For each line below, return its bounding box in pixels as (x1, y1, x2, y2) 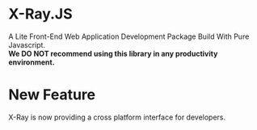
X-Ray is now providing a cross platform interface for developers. (8, 112, 226, 122)
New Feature (8, 86, 95, 104)
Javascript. (8, 40, 46, 49)
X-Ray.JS (8, 5, 73, 23)
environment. (8, 57, 55, 67)
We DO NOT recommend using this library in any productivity (8, 48, 218, 58)
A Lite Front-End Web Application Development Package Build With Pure (8, 31, 250, 41)
